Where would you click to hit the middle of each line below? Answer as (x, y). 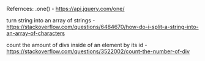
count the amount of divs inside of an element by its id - (77, 45)
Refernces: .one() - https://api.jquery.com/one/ (65, 9)
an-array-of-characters (36, 33)
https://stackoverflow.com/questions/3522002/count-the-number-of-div (98, 51)
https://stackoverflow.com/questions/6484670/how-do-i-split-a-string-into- (102, 27)
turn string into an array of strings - (51, 20)
